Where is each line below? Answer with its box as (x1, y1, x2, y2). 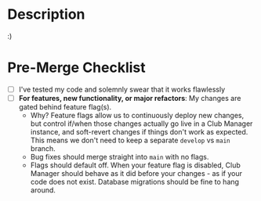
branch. (30, 144, 56, 153)
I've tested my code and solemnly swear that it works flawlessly (18, 84, 226, 94)
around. (30, 185, 56, 195)
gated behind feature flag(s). (18, 102, 112, 111)
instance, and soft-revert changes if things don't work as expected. (30, 127, 248, 136)
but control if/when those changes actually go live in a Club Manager (30, 119, 253, 128)
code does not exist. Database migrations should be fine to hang (30, 178, 240, 186)
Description (7, 5, 85, 23)
